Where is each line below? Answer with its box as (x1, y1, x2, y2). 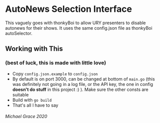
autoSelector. (5, 30, 32, 36)
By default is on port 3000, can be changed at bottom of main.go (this (12, 76, 155, 82)
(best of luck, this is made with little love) (5, 59, 106, 66)
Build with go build (12, 97, 52, 103)
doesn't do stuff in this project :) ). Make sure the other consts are (12, 86, 149, 92)
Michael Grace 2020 (5, 114, 48, 120)
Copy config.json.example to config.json (12, 71, 98, 77)
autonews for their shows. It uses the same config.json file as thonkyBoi (5, 25, 153, 31)
